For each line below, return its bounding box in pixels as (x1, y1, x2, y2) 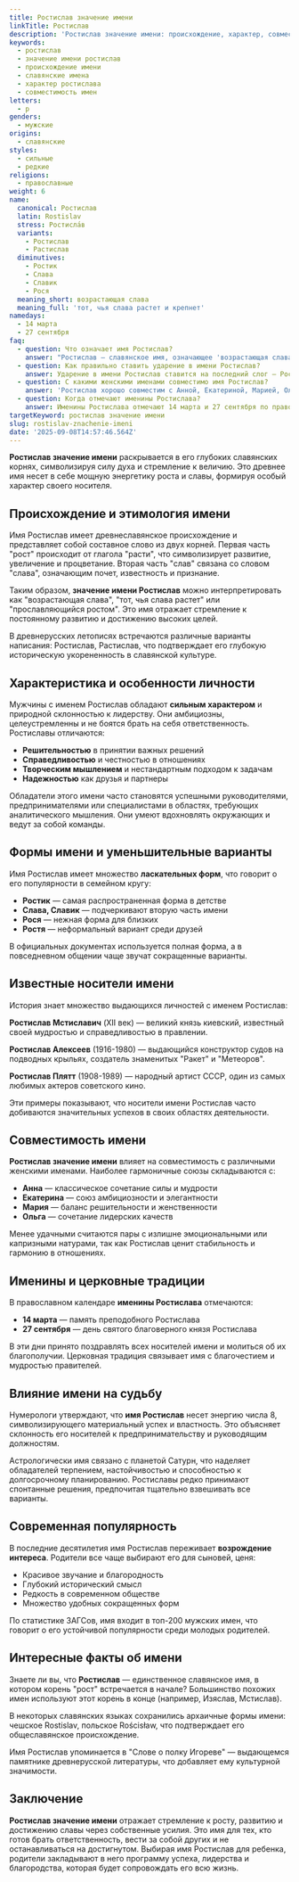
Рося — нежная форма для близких (21, 914, 158, 925)
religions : (9, 170, 50, 179)
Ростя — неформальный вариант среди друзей (21, 924, 203, 934)
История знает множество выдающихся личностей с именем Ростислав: (9, 999, 288, 1010)
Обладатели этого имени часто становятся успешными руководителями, (9, 791, 289, 801)
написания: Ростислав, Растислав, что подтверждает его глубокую (9, 640, 267, 651)
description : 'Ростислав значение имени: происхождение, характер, (9, 29, 265, 38)
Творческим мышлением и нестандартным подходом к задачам (21, 764, 273, 774)
